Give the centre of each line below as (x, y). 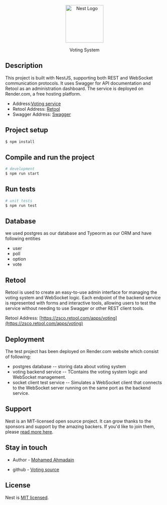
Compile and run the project (50, 157)
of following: (18, 357)
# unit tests (19, 201)
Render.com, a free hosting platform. (43, 94)
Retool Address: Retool (36, 109)
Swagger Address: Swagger (42, 114)
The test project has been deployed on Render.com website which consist (82, 352)
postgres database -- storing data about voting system (69, 367)
